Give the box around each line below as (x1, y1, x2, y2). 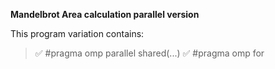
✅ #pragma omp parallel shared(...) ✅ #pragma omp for (34, 47, 265, 59)
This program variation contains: (10, 28, 145, 39)
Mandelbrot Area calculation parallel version (10, 9, 200, 20)
